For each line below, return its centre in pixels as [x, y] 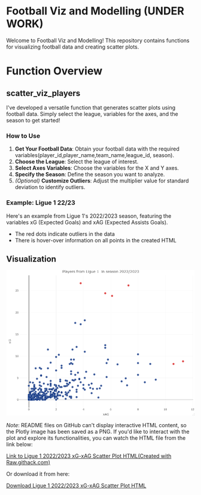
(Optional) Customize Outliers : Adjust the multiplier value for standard [102, 181]
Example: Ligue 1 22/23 [41, 203]
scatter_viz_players [43, 93]
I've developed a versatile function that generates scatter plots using [91, 107]
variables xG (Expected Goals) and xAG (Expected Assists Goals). [87, 222]
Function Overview [54, 71]
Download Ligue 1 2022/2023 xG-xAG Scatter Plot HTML [76, 485]
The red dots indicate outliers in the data [65, 234]
